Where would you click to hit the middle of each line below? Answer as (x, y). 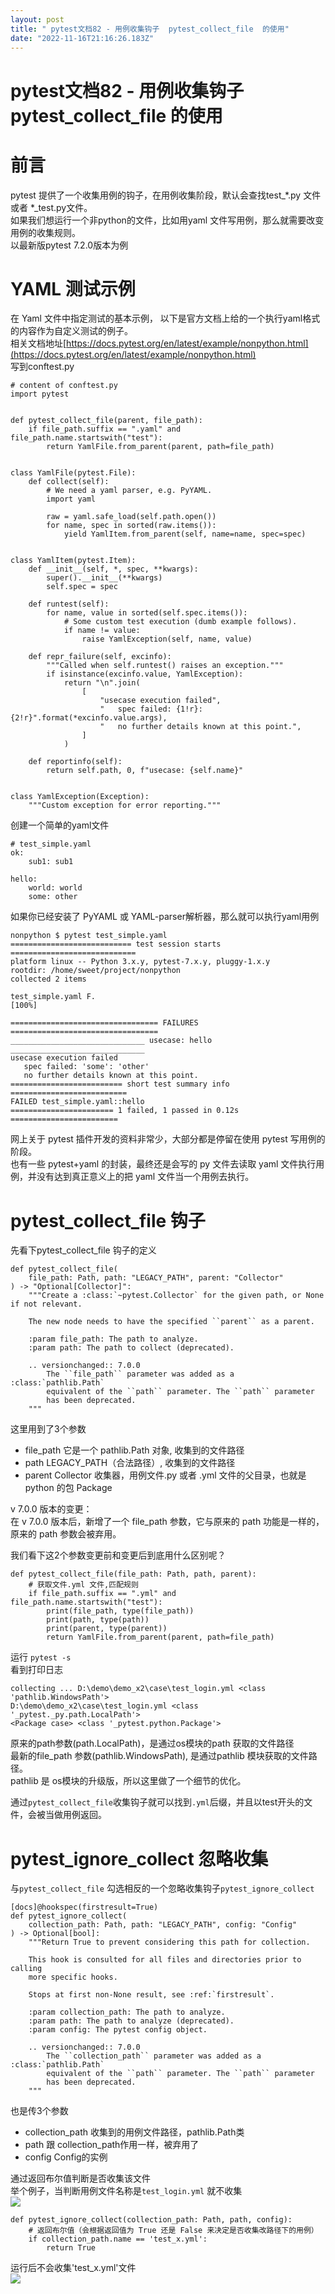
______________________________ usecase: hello (111, 1041)
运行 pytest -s (41, 1657)
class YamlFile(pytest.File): (73, 473)
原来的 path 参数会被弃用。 (66, 1534)
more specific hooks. (73, 1977)
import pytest (40, 394)
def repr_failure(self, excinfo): (100, 657)
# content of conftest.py (64, 386)
